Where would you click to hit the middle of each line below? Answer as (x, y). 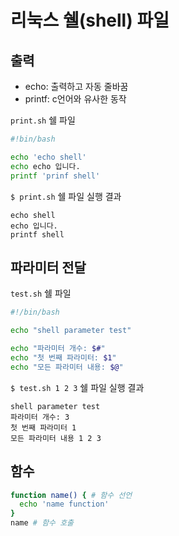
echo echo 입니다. (45, 166)
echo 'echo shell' (48, 157)
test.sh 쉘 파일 (41, 293)
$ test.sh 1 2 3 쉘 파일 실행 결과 (77, 387)
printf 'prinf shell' (55, 176)
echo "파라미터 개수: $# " (58, 349)
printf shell (37, 234)
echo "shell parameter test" (71, 331)
